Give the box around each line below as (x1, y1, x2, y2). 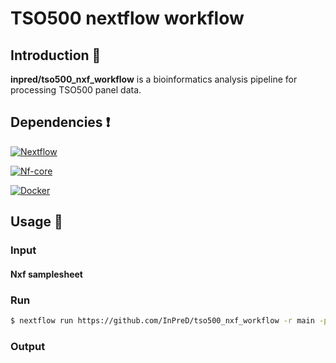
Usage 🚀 (10, 213, 63, 231)
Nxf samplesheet (10, 268, 83, 280)
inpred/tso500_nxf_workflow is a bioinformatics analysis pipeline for (10, 73, 298, 85)
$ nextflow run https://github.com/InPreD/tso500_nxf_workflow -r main (10, 316, 315, 326)
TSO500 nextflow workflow (10, 7, 245, 30)
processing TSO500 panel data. (10, 84, 142, 96)
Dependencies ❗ (10, 114, 111, 131)
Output (10, 339, 46, 353)
